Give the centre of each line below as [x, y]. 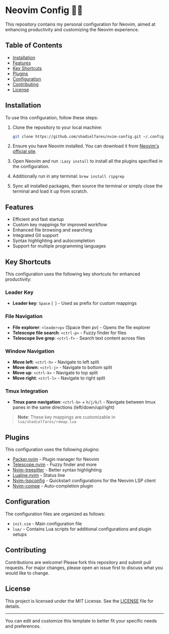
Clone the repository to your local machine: [57, 127]
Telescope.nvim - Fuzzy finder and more [55, 464]
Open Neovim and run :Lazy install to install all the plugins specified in [87, 161]
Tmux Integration [27, 391]
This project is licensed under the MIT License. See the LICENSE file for [79, 601]
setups [20, 534]
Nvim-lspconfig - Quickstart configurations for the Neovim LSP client [84, 481]
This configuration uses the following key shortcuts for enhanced [73, 274]
